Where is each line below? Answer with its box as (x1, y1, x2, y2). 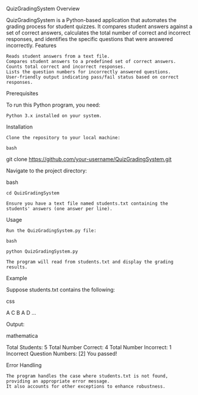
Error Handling (6, 362, 42, 368)
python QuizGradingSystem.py (6, 249, 78, 255)
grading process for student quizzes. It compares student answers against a (6, 23, 193, 30)
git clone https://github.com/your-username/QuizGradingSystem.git (6, 156, 172, 162)
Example (6, 275, 28, 281)
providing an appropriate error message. (6, 378, 110, 384)
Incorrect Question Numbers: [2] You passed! (6, 350, 117, 357)
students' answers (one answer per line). (6, 206, 113, 212)
